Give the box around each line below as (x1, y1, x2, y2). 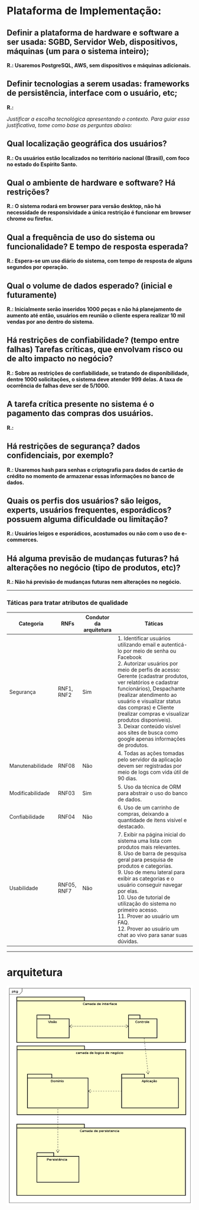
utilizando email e (118, 641, 161, 648)
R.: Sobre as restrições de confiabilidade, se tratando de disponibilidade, (6, 369, 190, 377)
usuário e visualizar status (118, 698, 181, 705)
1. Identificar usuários (118, 635, 171, 642)
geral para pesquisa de (118, 856, 174, 864)
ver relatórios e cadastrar (118, 679, 179, 686)
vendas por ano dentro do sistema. (6, 318, 94, 326)
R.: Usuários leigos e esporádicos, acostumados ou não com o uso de (6, 530, 181, 537)
